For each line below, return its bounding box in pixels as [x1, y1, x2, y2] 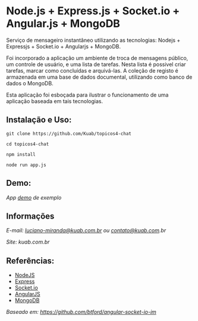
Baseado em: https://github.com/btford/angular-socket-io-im [6, 308, 156, 316]
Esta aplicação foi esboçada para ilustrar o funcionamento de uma [6, 91, 169, 98]
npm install [6, 151, 36, 157]
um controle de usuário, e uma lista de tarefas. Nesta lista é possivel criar [6, 61, 186, 68]
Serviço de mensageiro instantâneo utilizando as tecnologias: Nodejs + [6, 36, 181, 43]
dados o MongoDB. [6, 79, 54, 87]
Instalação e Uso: [6, 115, 72, 125]
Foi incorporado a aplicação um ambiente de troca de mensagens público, [6, 54, 188, 61]
